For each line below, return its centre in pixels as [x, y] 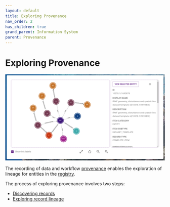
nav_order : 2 [19, 21]
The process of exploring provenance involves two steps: [65, 183]
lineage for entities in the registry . [40, 174]
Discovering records [34, 193]
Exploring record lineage [38, 199]
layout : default [22, 11]
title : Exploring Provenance [36, 16]
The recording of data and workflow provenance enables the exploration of [83, 168]
